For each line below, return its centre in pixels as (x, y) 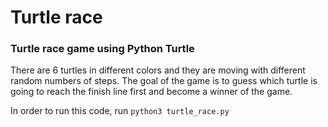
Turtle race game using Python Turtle (102, 49)
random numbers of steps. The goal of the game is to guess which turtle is (164, 81)
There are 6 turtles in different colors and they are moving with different (158, 70)
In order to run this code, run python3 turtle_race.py (120, 111)
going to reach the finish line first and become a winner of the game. (151, 92)
